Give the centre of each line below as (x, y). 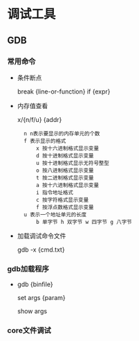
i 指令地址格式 (55, 192)
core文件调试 (29, 331)
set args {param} (41, 298)
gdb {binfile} (35, 284)
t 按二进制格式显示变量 (65, 177)
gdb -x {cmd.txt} (41, 250)
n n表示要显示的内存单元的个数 (62, 133)
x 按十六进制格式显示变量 (67, 148)
